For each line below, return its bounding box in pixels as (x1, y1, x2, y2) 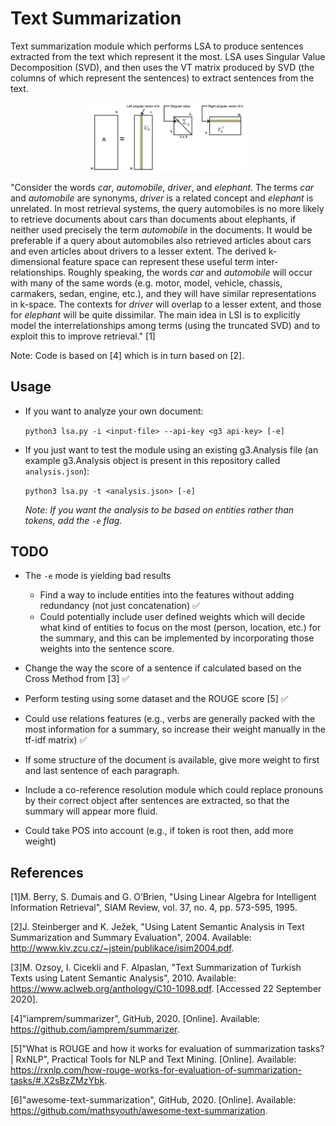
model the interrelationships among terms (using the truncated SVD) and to (10, 319, 321, 331)
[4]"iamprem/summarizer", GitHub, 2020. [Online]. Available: (10, 1013, 261, 1025)
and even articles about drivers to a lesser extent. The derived (10, 245, 267, 257)
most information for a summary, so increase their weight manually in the (24, 723, 326, 736)
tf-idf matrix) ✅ (24, 734, 88, 746)
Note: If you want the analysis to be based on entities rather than (24, 503, 295, 516)
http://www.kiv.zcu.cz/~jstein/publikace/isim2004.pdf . (10, 942, 235, 954)
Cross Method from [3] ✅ (24, 673, 130, 685)
